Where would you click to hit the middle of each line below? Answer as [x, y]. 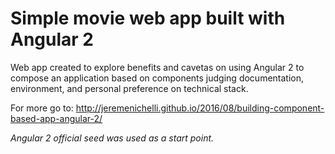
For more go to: [42, 108]
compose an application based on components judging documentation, [157, 78]
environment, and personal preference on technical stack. [129, 88]
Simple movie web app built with [148, 18]
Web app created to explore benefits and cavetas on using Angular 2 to [157, 67]
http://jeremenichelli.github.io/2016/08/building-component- [200, 108]
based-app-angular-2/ [56, 118]
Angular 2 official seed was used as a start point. [112, 138]
